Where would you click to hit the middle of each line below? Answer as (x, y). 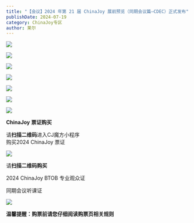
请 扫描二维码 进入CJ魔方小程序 (43, 135)
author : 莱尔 (21, 28)
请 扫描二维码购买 (27, 165)
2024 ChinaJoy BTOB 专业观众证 (46, 178)
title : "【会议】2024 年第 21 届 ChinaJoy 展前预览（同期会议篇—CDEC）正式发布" (97, 11)
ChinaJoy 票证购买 (29, 122)
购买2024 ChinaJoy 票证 (36, 142)
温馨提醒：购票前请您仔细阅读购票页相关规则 (60, 214)
